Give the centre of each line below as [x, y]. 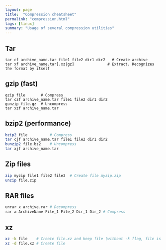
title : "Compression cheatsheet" [41, 14]
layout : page [19, 10]
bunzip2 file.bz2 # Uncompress [41, 144]
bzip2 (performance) [38, 124]
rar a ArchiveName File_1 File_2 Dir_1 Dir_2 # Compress [65, 212]
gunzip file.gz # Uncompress [37, 104]
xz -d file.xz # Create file [35, 243]
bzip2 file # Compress [39, 135]
